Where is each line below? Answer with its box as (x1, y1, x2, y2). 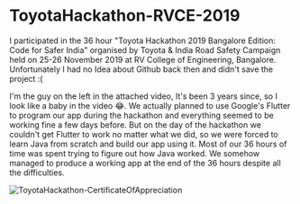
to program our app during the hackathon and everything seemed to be (9, 110, 275, 120)
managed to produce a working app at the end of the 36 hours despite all (9, 157, 281, 168)
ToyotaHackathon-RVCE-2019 (9, 5, 241, 26)
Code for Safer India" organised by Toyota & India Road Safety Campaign (9, 44, 281, 55)
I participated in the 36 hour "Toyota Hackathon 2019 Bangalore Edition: (9, 35, 277, 46)
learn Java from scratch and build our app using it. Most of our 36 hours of (9, 138, 287, 149)
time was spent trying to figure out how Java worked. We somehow (9, 147, 260, 158)
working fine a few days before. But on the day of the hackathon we (9, 119, 261, 130)
